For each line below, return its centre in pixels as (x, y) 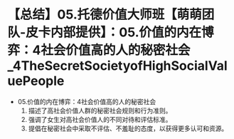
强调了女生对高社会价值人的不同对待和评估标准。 (100, 119)
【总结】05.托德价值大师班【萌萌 (105, 15)
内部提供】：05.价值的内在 (126, 32)
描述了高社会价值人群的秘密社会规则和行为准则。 (100, 110)
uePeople (36, 81)
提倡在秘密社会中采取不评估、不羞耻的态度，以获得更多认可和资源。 (128, 128)
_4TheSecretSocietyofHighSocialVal (117, 66)
